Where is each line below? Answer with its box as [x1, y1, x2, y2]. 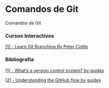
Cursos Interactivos [5, 32, 54, 39]
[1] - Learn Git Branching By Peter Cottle [5, 44, 88, 50]
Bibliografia [5, 56, 34, 63]
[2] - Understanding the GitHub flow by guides [5, 77, 101, 83]
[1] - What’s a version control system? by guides [5, 67, 104, 73]
